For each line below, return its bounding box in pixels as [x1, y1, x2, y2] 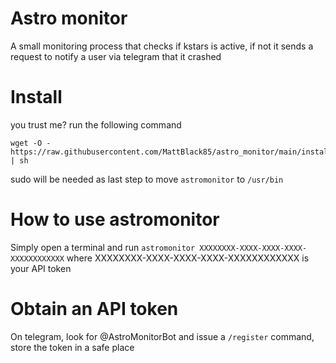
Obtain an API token [10, 298, 179, 320]
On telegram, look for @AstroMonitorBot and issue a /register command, [10, 330, 315, 342]
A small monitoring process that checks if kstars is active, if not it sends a [10, 40, 314, 52]
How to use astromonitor [10, 208, 220, 231]
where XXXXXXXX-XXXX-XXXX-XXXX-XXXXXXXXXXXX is [66, 252, 310, 264]
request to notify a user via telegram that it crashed [10, 50, 222, 62]
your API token [10, 262, 72, 274]
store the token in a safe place [10, 341, 135, 353]
